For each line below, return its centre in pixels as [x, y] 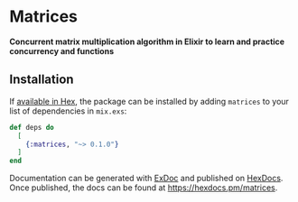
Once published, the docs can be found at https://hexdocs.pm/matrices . [144, 188]
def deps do [32, 127]
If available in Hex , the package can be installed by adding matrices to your [149, 101]
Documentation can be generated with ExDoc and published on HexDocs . [146, 179]
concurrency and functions [62, 50]
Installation [42, 80]
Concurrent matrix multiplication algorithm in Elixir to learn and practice [147, 41]
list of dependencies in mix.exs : [68, 111]
